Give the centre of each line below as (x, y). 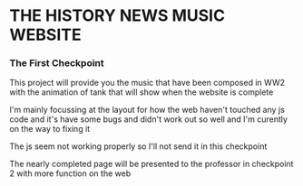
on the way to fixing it (50, 129)
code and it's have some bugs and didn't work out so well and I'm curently (149, 119)
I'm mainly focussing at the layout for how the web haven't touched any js (147, 110)
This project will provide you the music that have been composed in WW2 (147, 83)
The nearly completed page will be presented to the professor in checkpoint (151, 164)
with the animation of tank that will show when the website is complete (142, 92)
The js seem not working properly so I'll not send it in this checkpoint (138, 146)
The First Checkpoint (57, 63)
